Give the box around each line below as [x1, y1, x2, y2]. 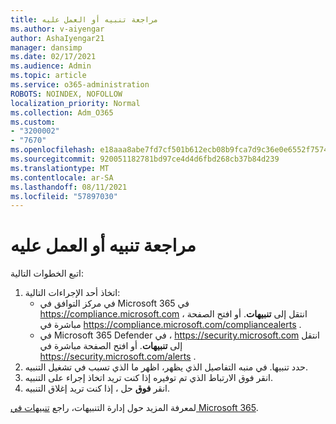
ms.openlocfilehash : [10, 145, 97, 155]
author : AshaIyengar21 [10, 33, 105, 43]
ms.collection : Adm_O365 [10, 107, 114, 118]
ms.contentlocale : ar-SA [10, 172, 114, 183]
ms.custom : [10, 117, 56, 127]
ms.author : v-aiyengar [10, 24, 105, 34]
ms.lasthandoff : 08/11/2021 [10, 182, 128, 192]
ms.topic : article [10, 71, 87, 81]
